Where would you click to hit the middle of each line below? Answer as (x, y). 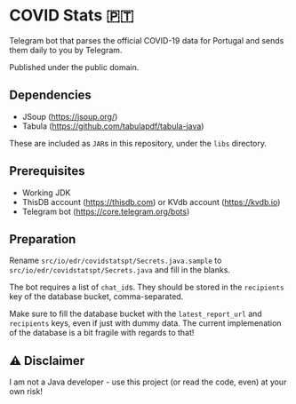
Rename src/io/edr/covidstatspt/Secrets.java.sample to (116, 261)
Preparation (43, 239)
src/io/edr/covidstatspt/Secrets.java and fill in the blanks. (120, 270)
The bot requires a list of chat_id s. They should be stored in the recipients (147, 287)
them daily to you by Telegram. (66, 50)
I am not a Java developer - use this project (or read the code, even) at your (148, 382)
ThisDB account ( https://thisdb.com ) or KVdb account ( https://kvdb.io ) (151, 202)
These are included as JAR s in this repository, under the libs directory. (138, 143)
